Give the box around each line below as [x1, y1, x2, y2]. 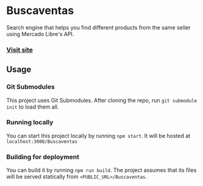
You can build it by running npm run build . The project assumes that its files [6, 166, 197, 174]
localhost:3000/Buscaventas [6, 138, 78, 145]
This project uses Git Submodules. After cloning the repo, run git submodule [6, 96, 198, 104]
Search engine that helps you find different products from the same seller [6, 24, 191, 31]
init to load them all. [6, 103, 59, 110]
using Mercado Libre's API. [6, 30, 74, 37]
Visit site [6, 45, 34, 54]
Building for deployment [6, 152, 79, 161]
